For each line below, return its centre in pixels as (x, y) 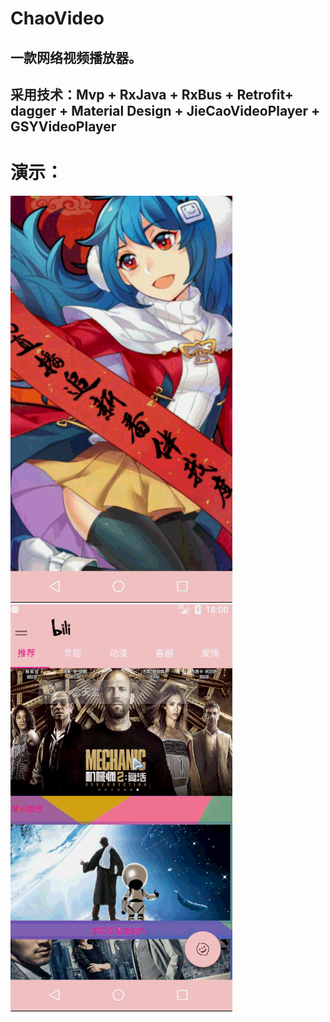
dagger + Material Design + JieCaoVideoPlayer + (165, 110)
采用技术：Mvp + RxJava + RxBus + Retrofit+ (152, 94)
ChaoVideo (57, 18)
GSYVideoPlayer (63, 126)
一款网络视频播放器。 (76, 57)
